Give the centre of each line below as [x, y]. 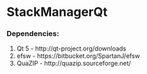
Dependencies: [33, 34]
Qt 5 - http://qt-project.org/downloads [71, 48]
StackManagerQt [57, 12]
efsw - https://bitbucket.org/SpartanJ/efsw [78, 56]
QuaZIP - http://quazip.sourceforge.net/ [74, 64]
